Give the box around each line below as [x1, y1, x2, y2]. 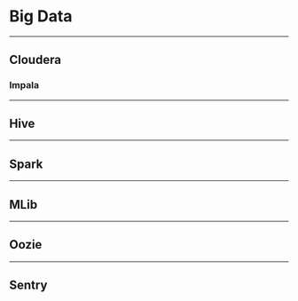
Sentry [9, 278, 48, 293]
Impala [9, 79, 40, 91]
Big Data [9, 6, 73, 27]
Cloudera [9, 52, 62, 67]
